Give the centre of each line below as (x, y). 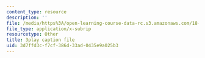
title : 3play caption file (41, 40)
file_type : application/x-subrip (49, 29)
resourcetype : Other (33, 34)
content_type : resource (37, 12)
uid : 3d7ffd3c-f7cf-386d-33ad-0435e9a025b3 (63, 46)
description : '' (27, 18)
